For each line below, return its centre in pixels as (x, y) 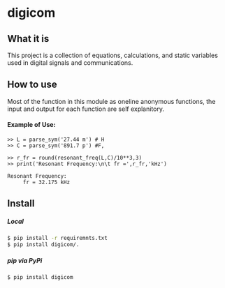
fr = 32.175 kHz (46, 183)
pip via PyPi (25, 260)
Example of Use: (31, 125)
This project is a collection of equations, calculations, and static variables (113, 55)
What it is (28, 39)
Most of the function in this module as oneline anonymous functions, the (111, 101)
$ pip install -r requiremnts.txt (58, 238)
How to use (32, 85)
